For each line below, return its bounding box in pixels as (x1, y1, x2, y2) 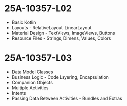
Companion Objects (11, 79, 53, 85)
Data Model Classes (11, 69, 53, 75)
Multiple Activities (11, 85, 49, 91)
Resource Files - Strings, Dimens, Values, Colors (11, 35, 111, 41)
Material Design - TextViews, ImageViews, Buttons (11, 30, 115, 36)
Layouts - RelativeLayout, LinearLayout (11, 24, 92, 30)
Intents (11, 90, 26, 96)
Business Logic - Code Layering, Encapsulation (11, 74, 109, 80)
